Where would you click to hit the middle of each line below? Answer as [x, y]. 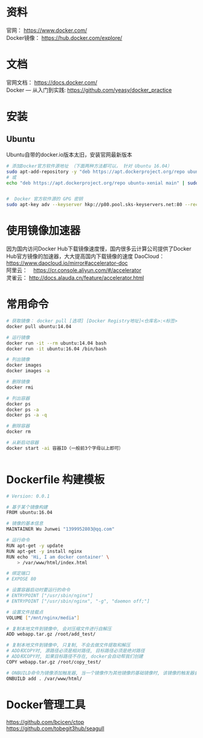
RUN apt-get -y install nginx [44, 551]
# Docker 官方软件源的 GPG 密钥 [45, 199]
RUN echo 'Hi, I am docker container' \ [58, 557]
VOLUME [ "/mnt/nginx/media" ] [43, 618]
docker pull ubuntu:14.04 [39, 326]
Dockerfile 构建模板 [55, 480]
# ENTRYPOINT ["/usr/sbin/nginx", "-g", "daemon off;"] [78, 601]
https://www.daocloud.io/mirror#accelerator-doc [67, 263]
